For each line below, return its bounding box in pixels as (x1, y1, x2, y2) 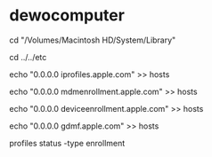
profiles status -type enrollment (9, 137, 126, 148)
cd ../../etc (9, 51, 47, 62)
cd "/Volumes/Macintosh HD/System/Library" (9, 35, 176, 45)
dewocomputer (9, 5, 125, 26)
